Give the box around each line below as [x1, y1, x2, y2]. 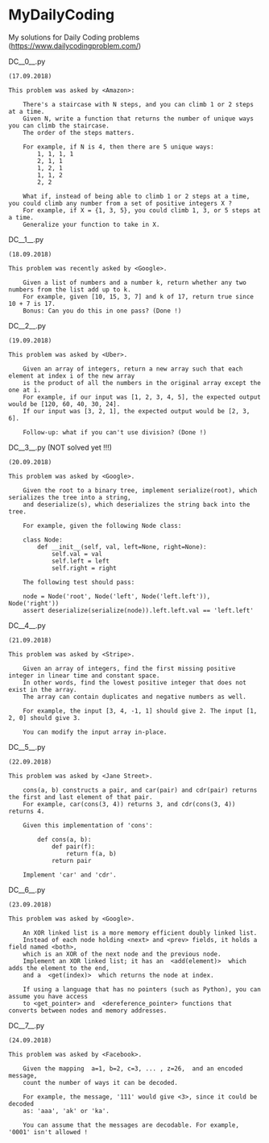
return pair [51, 856, 92, 865]
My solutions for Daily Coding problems [8, 32, 140, 42]
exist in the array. [8, 685, 78, 693]
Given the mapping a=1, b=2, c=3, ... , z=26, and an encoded [23, 1064, 243, 1073]
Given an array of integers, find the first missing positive [23, 664, 236, 672]
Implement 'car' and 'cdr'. [23, 870, 117, 879]
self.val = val [51, 550, 103, 558]
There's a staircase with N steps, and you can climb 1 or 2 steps [23, 100, 254, 108]
